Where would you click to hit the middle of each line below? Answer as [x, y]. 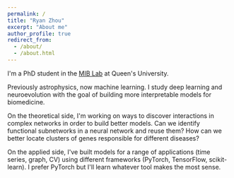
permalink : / [27, 14]
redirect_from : [30, 40]
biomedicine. [26, 102]
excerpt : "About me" [38, 27]
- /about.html [34, 54]
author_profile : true [39, 34]
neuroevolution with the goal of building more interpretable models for [110, 94]
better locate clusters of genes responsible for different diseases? [103, 138]
